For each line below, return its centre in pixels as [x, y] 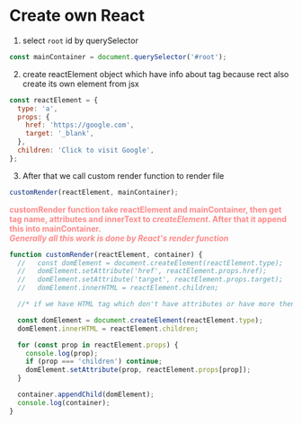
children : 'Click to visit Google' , [86, 150]
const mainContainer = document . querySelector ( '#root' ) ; [118, 57]
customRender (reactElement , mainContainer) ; [94, 192]
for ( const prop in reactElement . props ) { [98, 345]
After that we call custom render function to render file [123, 175]
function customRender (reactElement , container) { [106, 254]
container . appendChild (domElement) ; [86, 395]
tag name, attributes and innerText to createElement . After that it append [148, 219]
